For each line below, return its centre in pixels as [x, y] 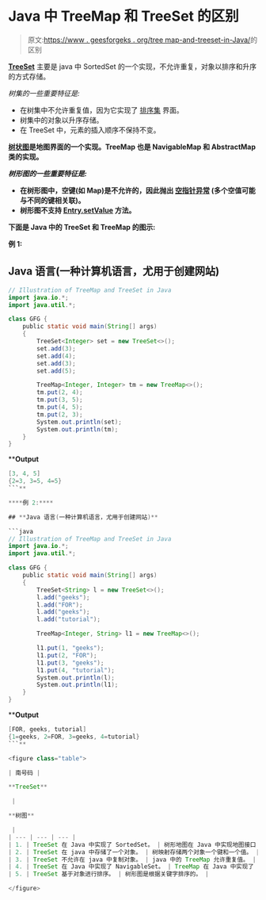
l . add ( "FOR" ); [60, 605]
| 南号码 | [25, 773]
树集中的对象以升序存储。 [61, 120]
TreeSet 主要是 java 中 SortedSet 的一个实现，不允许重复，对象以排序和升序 [133, 66]
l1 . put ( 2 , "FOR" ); [67, 655]
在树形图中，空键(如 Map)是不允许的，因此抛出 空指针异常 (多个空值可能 [137, 190]
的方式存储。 [29, 76]
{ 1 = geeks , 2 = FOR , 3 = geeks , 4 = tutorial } [74, 737]
